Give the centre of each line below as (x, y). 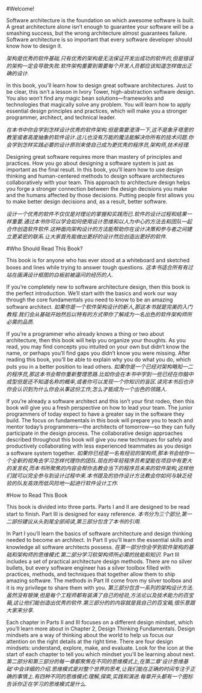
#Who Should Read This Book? (44, 248)
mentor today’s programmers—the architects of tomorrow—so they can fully (101, 427)
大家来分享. (20, 610)
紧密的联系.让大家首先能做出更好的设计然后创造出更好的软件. (92, 236)
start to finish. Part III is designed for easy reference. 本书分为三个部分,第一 (99, 514)
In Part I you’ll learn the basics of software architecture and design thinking (99, 534)
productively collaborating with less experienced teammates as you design (99, 446)
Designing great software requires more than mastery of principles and (94, 157)
